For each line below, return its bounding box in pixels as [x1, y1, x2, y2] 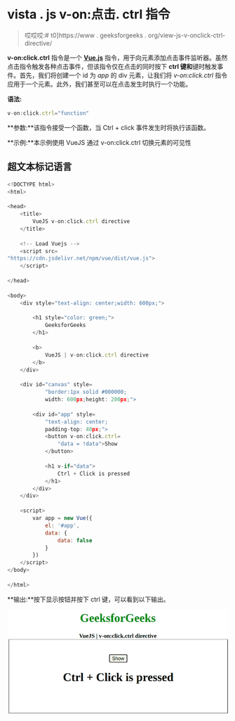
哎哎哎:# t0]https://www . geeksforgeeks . [24, 31, 147, 39]
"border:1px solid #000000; [44, 388, 128, 396]
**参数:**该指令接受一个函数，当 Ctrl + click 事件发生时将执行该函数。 [7, 123, 210, 132]
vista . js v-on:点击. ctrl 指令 [7, 6, 170, 23]
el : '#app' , [44, 522, 80, 529]
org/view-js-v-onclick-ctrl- [148, 31, 226, 39]
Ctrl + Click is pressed [57, 470, 130, 477]
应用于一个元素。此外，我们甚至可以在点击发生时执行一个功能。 [7, 79, 192, 88]
